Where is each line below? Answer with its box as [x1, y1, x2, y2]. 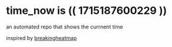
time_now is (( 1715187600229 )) [6, 4, 167, 17]
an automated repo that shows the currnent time [6, 23, 123, 30]
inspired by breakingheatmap [6, 34, 77, 41]
